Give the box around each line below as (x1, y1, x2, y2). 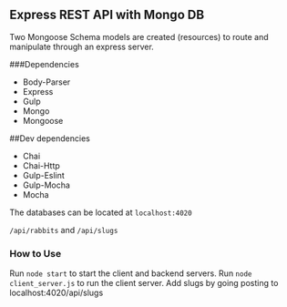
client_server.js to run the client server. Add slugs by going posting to (9, 278, 279, 289)
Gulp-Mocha (22, 179, 71, 190)
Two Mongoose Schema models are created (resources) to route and (9, 31, 269, 42)
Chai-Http (22, 159, 61, 171)
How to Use (9, 247, 62, 260)
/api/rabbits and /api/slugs (9, 224, 118, 235)
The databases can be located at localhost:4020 (9, 207, 193, 218)
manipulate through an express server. (9, 41, 155, 52)
